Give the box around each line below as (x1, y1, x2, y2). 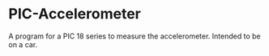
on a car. (8, 39, 38, 49)
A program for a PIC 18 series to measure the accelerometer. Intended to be (8, 31, 261, 41)
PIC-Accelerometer (8, 5, 142, 23)
